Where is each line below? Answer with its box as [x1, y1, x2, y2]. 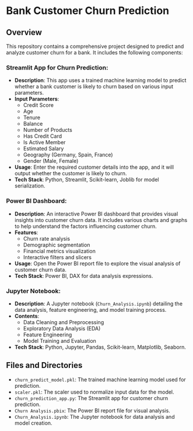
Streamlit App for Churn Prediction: [6, 63, 108, 71]
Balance [23, 120, 43, 127]
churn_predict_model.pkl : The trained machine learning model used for [14, 376, 187, 383]
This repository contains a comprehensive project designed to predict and [6, 43, 184, 50]
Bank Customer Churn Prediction [6, 4, 170, 18]
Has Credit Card [23, 133, 62, 140]
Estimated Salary [23, 145, 64, 152]
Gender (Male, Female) [23, 158, 79, 165]
